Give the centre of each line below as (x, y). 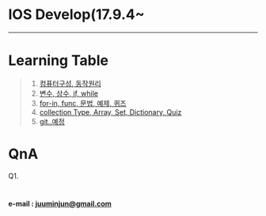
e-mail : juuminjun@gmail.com (60, 204)
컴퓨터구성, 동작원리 (70, 83)
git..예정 (52, 121)
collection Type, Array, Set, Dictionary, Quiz (110, 112)
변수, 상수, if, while (69, 93)
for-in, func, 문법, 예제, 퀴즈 (83, 103)
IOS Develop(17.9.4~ (76, 15)
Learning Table (59, 61)
